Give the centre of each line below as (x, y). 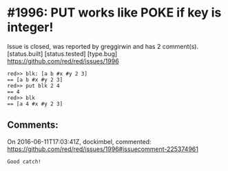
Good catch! (24, 161)
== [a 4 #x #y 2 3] (35, 104)
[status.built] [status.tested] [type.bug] (62, 54)
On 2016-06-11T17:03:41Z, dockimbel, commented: (79, 141)
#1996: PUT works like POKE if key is (114, 13)
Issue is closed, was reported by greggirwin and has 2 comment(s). (103, 46)
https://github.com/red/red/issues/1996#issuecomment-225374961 (103, 149)
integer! (30, 27)
